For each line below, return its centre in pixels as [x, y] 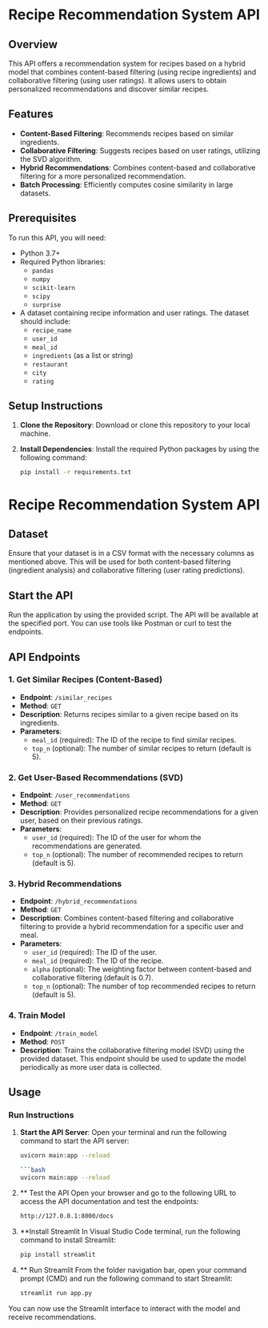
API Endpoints [44, 657]
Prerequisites [42, 218]
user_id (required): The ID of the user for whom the [116, 838]
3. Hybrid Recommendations [65, 884]
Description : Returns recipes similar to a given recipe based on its [129, 714]
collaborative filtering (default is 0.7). [92, 978]
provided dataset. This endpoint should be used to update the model [133, 1058]
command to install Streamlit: [68, 1240]
